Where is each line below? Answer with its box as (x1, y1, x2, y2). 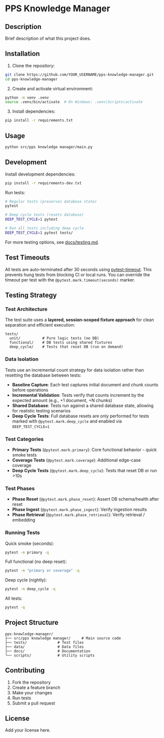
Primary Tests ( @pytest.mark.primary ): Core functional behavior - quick (12, 447, 157, 453)
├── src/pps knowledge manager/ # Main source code (5, 636, 121, 640)
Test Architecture (5, 305, 48, 312)
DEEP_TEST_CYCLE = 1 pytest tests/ (5, 230, 73, 235)
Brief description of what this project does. (5, 35, 91, 41)
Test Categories (5, 435, 44, 442)
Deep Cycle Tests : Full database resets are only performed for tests (12, 413, 149, 419)
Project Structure (5, 618, 59, 627)
